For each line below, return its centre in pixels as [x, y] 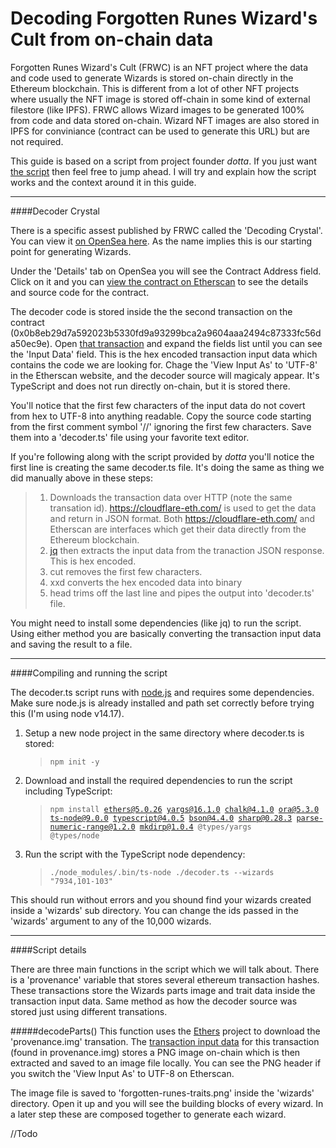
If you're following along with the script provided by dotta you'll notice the [162, 456]
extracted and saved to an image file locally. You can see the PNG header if [166, 1063]
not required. [37, 141]
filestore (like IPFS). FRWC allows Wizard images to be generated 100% [157, 109]
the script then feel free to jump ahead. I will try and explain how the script [163, 171]
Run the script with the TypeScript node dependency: [135, 854]
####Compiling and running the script [89, 673]
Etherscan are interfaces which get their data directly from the [178, 529]
